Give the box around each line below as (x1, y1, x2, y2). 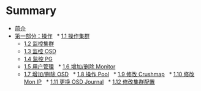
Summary (6, 4, 56, 18)
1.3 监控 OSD (23, 47, 56, 55)
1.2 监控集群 (23, 40, 55, 47)
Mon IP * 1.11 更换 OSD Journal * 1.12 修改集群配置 (23, 78, 155, 86)
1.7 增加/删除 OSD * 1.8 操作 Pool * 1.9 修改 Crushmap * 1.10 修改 (23, 70, 195, 78)
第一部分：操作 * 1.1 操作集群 (14, 32, 90, 40)
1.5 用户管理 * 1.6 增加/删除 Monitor (23, 62, 116, 70)
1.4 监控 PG (23, 55, 53, 62)
